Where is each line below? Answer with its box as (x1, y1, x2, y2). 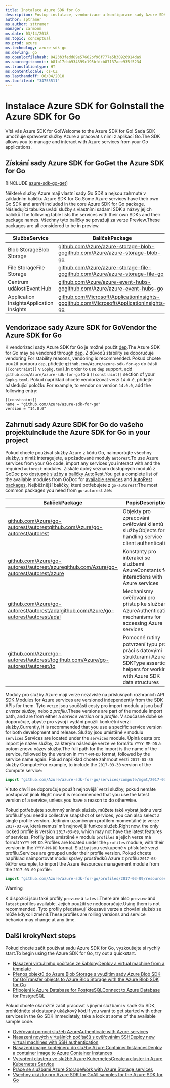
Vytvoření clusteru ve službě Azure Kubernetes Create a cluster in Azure (12, 1055, 163, 1062)
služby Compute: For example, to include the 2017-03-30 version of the (5, 762, 151, 768)
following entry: (5, 388, 38, 394)
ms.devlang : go (5, 50, 37, 55)
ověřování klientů (122, 521, 163, 528)
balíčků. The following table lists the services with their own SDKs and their (5, 211, 161, 217)
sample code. (5, 1018, 34, 1025)
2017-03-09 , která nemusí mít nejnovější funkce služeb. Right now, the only (5, 823, 159, 829)
